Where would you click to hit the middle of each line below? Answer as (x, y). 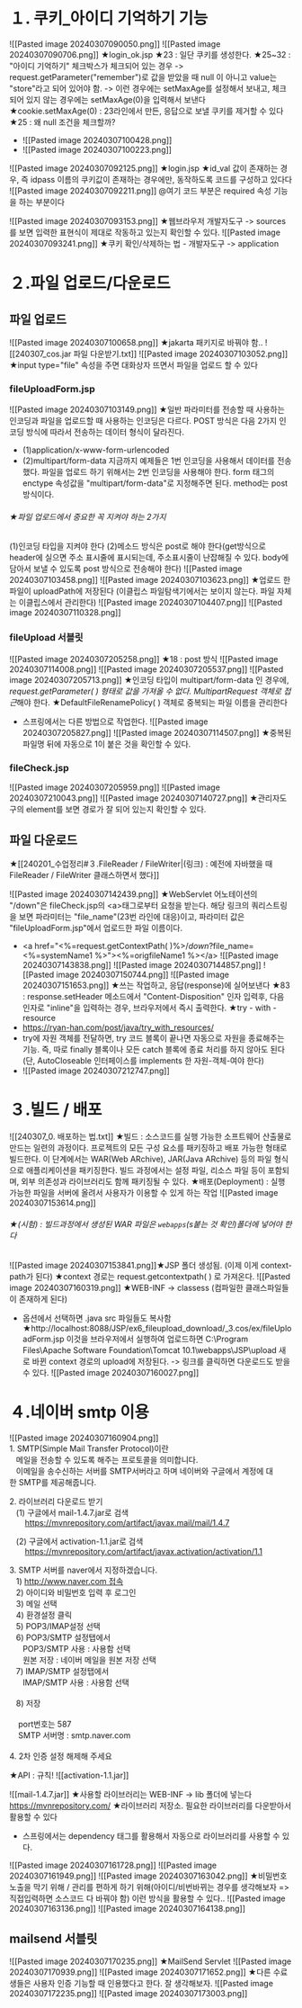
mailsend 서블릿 (53, 1939)
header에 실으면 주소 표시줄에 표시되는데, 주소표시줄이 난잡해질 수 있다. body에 (149, 558)
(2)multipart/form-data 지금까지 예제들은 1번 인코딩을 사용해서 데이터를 (149, 461)
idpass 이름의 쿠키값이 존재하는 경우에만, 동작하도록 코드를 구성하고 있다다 (161, 179)
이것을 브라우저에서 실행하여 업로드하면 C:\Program (157, 1339)
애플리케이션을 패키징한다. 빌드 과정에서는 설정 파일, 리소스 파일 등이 (146, 1170)
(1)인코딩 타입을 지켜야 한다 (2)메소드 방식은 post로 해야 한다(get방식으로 (138, 546)
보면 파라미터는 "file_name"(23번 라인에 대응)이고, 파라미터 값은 (132, 916)
